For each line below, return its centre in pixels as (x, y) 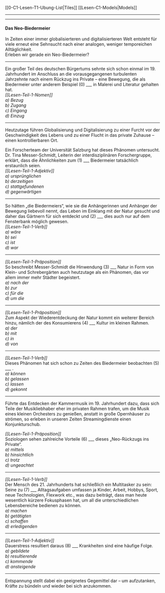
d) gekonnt (16, 389)
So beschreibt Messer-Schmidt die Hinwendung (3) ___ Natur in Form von (79, 267)
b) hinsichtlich (19, 455)
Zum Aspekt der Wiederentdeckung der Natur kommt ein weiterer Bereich (80, 318)
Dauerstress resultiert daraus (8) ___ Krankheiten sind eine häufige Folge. (79, 546)
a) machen (16, 511)
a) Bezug (14, 100)
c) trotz (13, 460)
